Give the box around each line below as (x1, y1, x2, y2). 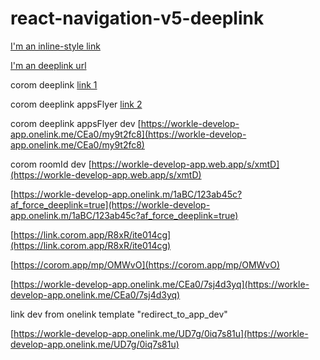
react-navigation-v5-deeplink (10, 7, 265, 30)
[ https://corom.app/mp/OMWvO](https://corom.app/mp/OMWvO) (10, 258, 281, 271)
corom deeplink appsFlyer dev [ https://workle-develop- (10, 117, 240, 129)
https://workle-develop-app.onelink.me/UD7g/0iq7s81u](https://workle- (13, 327, 309, 339)
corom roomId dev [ (10, 158, 92, 170)
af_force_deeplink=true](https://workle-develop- (10, 198, 211, 211)
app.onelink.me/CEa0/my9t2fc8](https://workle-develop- (10, 128, 247, 140)
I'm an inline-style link (10, 40, 101, 52)
